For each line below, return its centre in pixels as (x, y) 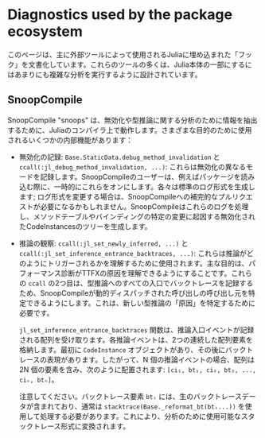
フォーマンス (40, 273)
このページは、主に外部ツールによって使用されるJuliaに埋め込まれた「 (123, 54)
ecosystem (45, 31)
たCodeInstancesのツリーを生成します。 (85, 226)
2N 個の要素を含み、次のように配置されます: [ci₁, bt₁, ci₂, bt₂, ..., (137, 369)
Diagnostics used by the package (120, 15)
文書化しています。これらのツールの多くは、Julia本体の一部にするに (140, 64)
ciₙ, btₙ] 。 (39, 379)
